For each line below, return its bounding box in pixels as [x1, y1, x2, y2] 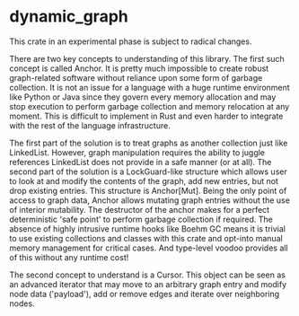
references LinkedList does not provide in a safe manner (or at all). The [9, 156, 272, 167]
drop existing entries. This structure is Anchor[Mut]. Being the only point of [9, 185, 287, 196]
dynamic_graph [9, 6, 128, 27]
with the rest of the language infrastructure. [9, 119, 171, 131]
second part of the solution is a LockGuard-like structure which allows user [9, 166, 287, 177]
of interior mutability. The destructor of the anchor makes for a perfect [9, 204, 270, 215]
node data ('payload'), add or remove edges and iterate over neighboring [9, 288, 280, 299]
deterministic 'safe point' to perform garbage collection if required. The [9, 214, 274, 224]
